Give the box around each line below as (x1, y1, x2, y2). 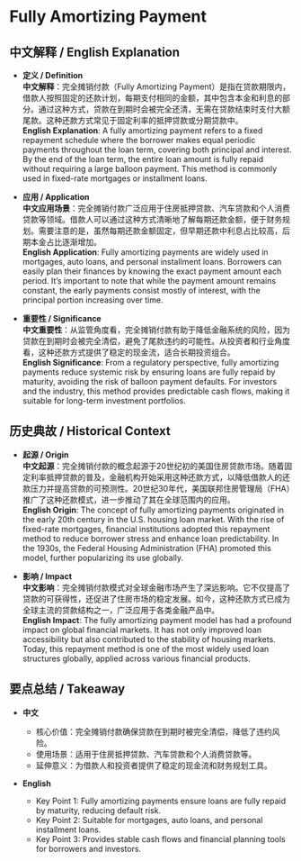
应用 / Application (22, 192, 90, 202)
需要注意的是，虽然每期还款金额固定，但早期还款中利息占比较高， (38, 225, 283, 236)
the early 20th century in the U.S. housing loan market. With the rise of (22, 513, 285, 524)
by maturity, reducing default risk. (35, 804, 162, 816)
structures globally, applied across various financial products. (22, 653, 251, 664)
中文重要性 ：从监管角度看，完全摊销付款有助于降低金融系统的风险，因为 (22, 324, 290, 335)
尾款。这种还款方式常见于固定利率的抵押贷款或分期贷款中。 (22, 115, 243, 125)
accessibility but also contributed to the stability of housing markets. (22, 633, 276, 645)
